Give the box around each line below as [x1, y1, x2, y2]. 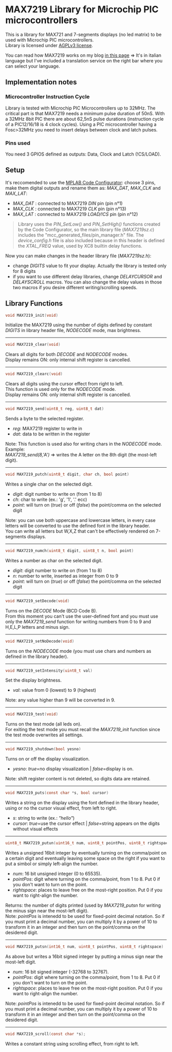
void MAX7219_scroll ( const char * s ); [5, 1031, 86, 1037]
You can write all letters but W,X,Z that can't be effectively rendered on [5, 528, 155, 534]
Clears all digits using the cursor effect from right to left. [5, 381, 124, 387]
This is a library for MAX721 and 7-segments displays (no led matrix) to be [5, 31, 162, 37]
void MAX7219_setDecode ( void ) [5, 598, 70, 603]
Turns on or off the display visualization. [5, 756, 90, 762]
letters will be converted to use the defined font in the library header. [5, 522, 150, 529]
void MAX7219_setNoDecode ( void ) [5, 639, 74, 644]
